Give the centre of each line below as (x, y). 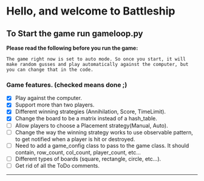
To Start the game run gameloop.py (75, 34)
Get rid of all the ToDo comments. (57, 165)
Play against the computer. (48, 98)
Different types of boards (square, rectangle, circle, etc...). (88, 159)
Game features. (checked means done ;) (67, 85)
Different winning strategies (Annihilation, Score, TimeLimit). (90, 112)
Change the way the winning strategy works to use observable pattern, (104, 132)
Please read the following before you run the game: (72, 48)
